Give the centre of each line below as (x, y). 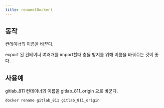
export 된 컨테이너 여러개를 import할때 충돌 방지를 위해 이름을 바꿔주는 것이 (79, 55)
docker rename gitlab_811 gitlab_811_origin (52, 101)
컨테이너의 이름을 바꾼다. (29, 44)
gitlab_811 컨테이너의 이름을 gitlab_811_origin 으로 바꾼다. (62, 91)
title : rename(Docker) (29, 10)
